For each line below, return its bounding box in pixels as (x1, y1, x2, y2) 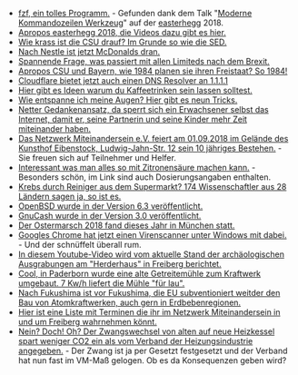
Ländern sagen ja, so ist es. (17, 191, 122, 202)
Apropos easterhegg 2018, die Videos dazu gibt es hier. (17, 27, 227, 37)
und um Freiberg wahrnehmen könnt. (17, 317, 157, 327)
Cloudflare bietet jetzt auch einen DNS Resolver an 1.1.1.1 (17, 75, 229, 85)
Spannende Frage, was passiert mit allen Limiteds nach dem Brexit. (17, 56, 270, 66)
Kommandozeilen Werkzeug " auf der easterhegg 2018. (17, 17, 224, 28)
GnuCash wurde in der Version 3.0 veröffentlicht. (17, 211, 202, 221)
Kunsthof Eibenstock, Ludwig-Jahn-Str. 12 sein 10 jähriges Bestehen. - (17, 143, 283, 153)
